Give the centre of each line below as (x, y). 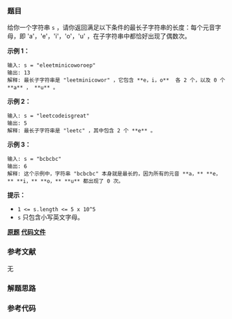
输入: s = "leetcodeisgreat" (48, 116)
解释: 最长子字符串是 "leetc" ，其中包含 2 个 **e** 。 (82, 131)
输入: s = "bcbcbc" (34, 159)
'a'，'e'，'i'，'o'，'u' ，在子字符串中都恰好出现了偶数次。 (109, 36)
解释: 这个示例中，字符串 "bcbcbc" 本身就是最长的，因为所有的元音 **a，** (105, 174)
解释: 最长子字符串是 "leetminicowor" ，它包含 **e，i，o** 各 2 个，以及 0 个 (116, 80)
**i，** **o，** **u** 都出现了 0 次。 (70, 181)
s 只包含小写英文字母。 (50, 217)
